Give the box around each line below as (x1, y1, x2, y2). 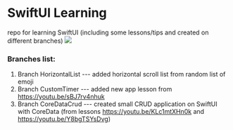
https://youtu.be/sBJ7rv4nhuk (17, 93, 105, 101)
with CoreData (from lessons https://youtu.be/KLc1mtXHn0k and (17, 108, 205, 116)
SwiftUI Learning (7, 5, 107, 21)
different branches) (7, 37, 63, 45)
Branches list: (7, 54, 56, 64)
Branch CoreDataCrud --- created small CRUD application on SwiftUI (17, 100, 218, 108)
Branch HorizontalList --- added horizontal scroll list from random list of (17, 70, 226, 79)
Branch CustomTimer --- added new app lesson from (17, 85, 172, 93)
